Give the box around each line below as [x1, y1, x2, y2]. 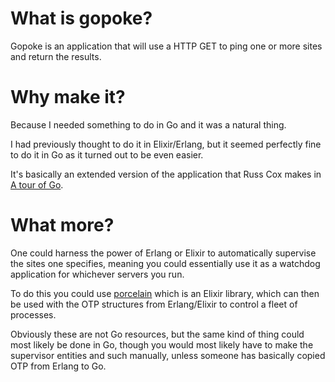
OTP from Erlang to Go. [10, 360, 107, 372]
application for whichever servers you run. [10, 268, 185, 280]
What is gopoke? [10, 7, 153, 30]
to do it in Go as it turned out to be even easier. [10, 148, 204, 161]
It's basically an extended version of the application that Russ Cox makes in [10, 168, 322, 180]
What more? [10, 214, 115, 237]
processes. [10, 308, 57, 321]
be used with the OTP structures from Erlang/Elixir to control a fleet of [10, 298, 298, 310]
